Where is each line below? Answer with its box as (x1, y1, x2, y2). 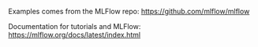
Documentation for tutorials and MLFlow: (8, 22, 141, 31)
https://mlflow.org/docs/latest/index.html (8, 31, 140, 39)
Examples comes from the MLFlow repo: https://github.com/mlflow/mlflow (8, 7, 250, 16)
